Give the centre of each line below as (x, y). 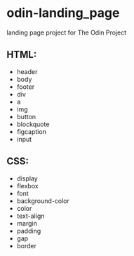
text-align (31, 216)
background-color (43, 201)
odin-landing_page (63, 13)
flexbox (28, 185)
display (27, 178)
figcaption (32, 131)
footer (26, 87)
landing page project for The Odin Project (67, 32)
